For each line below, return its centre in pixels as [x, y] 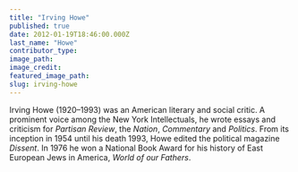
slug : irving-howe [43, 84]
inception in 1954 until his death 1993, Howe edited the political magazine [145, 138]
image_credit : [36, 68]
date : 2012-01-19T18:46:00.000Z [69, 34]
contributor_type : [43, 51]
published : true [39, 26]
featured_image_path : [50, 76]
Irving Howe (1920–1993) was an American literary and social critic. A [137, 109]
